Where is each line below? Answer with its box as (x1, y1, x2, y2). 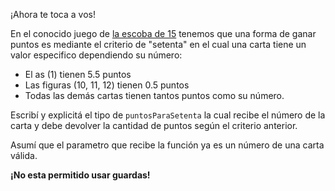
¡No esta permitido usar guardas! (10, 169, 151, 181)
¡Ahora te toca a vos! (10, 9, 96, 20)
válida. (10, 150, 38, 161)
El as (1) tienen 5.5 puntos (24, 69, 132, 80)
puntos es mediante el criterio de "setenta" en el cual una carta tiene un (10, 39, 307, 50)
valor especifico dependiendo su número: (10, 49, 183, 61)
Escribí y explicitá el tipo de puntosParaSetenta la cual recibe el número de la (10, 109, 326, 121)
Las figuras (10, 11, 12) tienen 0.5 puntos (24, 79, 190, 91)
